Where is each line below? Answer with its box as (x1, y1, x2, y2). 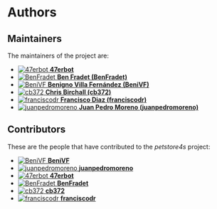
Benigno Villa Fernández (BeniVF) (47, 80, 149, 89)
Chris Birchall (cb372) (45, 88, 112, 96)
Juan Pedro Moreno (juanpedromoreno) (78, 103, 199, 111)
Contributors (7, 124, 66, 136)
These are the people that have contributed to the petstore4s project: (7, 142, 211, 151)
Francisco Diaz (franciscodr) (60, 95, 147, 104)
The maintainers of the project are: (7, 51, 109, 60)
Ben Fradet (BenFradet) (56, 73, 128, 81)
